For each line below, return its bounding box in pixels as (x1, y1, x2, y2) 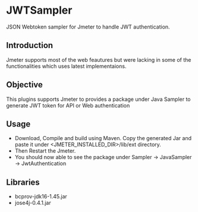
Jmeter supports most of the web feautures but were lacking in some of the (6, 56, 191, 63)
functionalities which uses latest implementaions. (6, 62, 127, 69)
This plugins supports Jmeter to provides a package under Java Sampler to (6, 96, 191, 103)
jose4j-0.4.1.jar (14, 200, 52, 207)
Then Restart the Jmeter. (14, 147, 76, 154)
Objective (6, 80, 43, 90)
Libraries (6, 177, 40, 187)
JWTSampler (6, 4, 73, 17)
